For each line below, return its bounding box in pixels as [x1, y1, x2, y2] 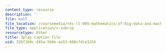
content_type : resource [5, 7, 54, 12]
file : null [5, 16, 28, 21]
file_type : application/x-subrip [5, 26, 74, 31]
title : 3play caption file [5, 35, 61, 40]
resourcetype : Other [5, 30, 48, 35]
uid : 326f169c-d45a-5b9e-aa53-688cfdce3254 [5, 40, 96, 45]
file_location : [5, 21, 37, 26]
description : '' [5, 12, 39, 17]
